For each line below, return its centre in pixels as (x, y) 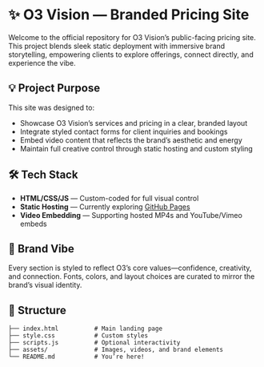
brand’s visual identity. (45, 285)
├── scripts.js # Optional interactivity (94, 343)
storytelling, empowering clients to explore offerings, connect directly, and (131, 54)
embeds (33, 224)
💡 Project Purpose (54, 89)
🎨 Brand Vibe (41, 249)
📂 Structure (37, 310)
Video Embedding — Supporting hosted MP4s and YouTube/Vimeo (131, 215)
